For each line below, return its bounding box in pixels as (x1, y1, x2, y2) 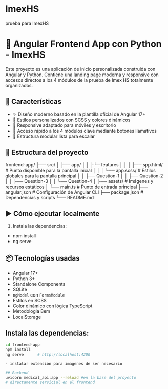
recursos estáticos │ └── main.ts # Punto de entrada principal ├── (5, 183, 148, 190)
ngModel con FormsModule (12, 292, 65, 298)
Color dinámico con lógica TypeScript (12, 303, 93, 309)
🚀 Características (5, 97, 62, 106)
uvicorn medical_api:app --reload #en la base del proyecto (5, 375, 137, 380)
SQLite (12, 286, 27, 293)
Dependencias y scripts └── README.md (5, 194, 94, 200)
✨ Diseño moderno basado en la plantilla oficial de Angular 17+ (12, 111, 146, 117)
